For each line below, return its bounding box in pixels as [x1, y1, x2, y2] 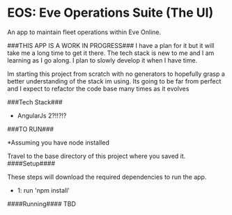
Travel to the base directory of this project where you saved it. [7, 152, 186, 160]
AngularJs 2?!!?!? [17, 111, 67, 120]
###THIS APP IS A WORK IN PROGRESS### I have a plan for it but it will [7, 41, 215, 49]
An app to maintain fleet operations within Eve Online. [7, 28, 162, 36]
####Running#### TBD [7, 200, 77, 208]
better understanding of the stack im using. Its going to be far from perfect [7, 77, 222, 85]
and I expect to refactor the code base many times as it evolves [7, 84, 190, 93]
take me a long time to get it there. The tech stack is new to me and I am [7, 49, 215, 57]
